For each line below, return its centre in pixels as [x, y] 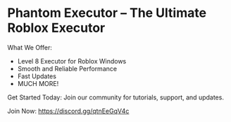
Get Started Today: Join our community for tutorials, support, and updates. [115, 97]
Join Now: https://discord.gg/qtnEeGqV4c [68, 111]
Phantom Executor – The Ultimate [107, 13]
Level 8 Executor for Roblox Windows [72, 61]
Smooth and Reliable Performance [67, 68]
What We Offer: [30, 47]
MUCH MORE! [38, 83]
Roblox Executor [56, 28]
